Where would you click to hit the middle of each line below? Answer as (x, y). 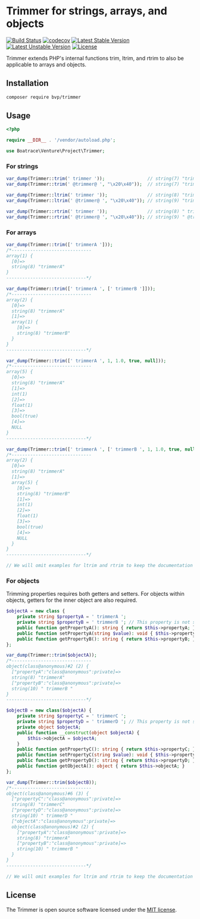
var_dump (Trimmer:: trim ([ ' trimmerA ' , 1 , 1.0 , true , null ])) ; (86, 361)
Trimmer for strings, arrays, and (87, 11)
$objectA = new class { (36, 611)
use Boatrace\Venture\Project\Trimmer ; (56, 151)
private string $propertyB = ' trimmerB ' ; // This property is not (104, 623)
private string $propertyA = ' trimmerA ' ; (72, 617)
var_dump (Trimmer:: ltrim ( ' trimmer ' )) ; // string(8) (93, 195)
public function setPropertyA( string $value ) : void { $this (93, 633)
